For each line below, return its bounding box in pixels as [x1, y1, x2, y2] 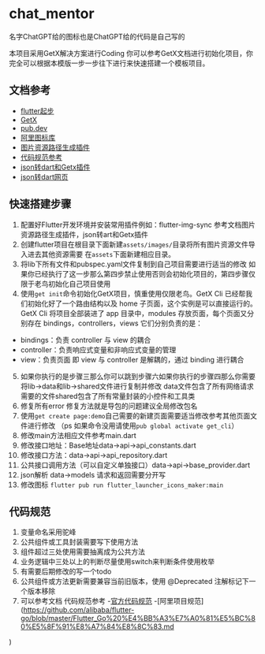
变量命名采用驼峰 [20, 527, 77, 537]
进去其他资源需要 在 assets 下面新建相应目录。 [27, 249, 176, 258]
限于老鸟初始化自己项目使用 [20, 279, 111, 288]
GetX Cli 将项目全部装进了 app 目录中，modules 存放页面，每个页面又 [20, 308, 248, 318]
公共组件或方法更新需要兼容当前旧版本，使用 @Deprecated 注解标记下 [20, 577, 249, 586]
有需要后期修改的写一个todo [20, 567, 112, 576]
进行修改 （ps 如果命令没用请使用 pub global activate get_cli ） [27, 421, 239, 430]
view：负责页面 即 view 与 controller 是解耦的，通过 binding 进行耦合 [20, 355, 244, 364]
